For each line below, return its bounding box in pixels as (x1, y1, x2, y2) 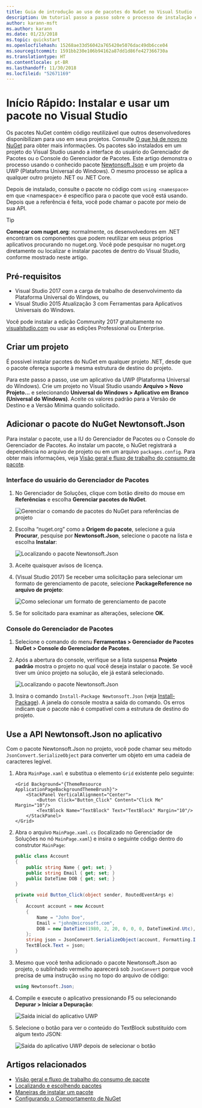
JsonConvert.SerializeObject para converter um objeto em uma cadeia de (6, 751, 191, 759)
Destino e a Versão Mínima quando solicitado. (6, 401, 120, 408)
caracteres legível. (6, 758, 52, 765)
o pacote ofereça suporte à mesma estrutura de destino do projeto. (6, 364, 173, 371)
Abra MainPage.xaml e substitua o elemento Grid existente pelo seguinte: (14, 769, 194, 777)
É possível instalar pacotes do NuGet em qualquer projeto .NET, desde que (6, 358, 192, 365)
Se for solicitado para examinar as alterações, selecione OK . (14, 609, 165, 616)
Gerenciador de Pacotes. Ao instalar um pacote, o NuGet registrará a (6, 441, 177, 449)
